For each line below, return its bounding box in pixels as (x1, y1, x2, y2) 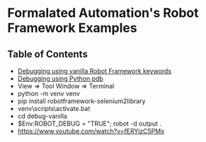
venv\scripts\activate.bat (17, 105, 91, 112)
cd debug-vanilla (17, 112, 67, 120)
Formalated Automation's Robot (7, 5, 200, 21)
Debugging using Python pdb (17, 74, 104, 83)
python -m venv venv (17, 90, 80, 97)
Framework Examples (7, 20, 137, 36)
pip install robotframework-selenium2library (17, 97, 146, 105)
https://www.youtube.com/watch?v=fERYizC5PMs (17, 127, 165, 135)
